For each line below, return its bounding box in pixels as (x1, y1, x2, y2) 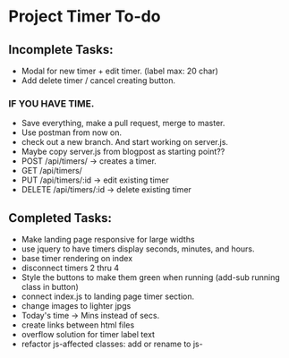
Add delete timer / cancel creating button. (21, 75, 176, 86)
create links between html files (21, 320, 135, 330)
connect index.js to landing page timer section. (21, 291, 195, 302)
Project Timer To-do (8, 6, 161, 27)
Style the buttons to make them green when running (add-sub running (21, 272, 281, 283)
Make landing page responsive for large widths (21, 234, 195, 245)
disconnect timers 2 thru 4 (21, 262, 120, 274)
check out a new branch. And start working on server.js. (21, 137, 229, 148)
